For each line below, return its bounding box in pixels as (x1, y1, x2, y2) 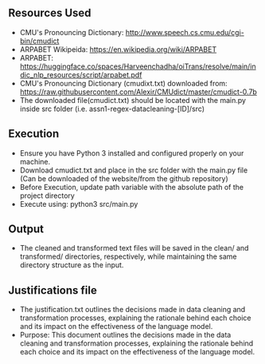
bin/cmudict (19, 36, 60, 45)
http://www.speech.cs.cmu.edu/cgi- (125, 27, 244, 37)
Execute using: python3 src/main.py (19, 199, 138, 208)
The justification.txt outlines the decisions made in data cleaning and (19, 305, 246, 315)
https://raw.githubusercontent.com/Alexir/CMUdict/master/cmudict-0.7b (19, 87, 257, 97)
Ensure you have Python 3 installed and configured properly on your (19, 148, 244, 158)
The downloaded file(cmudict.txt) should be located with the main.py (19, 95, 247, 105)
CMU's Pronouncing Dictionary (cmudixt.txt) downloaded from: (19, 78, 228, 88)
